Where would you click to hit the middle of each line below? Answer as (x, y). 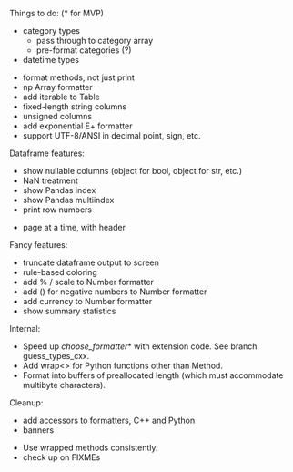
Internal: (25, 328)
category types (51, 31)
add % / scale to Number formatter (88, 282)
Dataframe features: (47, 153)
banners (38, 430)
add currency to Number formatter (87, 301)
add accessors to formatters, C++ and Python (109, 420)
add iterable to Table (61, 97)
